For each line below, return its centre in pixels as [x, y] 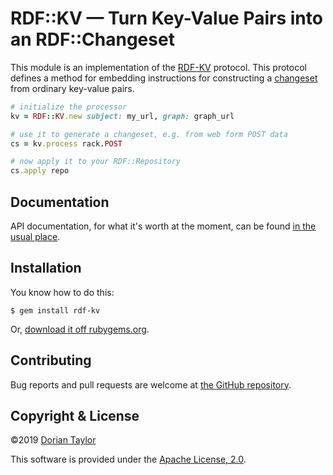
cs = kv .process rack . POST [66, 143]
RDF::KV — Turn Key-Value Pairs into [166, 18]
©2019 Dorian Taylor [53, 440]
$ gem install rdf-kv [55, 310]
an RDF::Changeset [92, 39]
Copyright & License [75, 416]
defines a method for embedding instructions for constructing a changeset [164, 78]
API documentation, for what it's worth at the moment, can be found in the [163, 226]
